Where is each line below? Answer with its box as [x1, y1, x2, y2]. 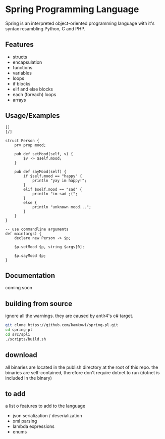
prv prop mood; [14, 143, 46, 148]
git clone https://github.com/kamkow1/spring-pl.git [5, 323, 119, 328]
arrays [12, 97, 26, 103]
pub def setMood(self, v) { [14, 151, 73, 156]
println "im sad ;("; [32, 191, 78, 196]
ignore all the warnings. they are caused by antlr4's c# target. [5, 313, 134, 319]
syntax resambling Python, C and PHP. [5, 25, 86, 31]
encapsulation [12, 59, 42, 65]
